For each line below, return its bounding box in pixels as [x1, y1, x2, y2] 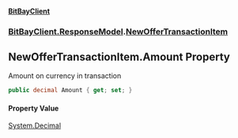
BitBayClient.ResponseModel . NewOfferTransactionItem [8, 26, 229, 37]
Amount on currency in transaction [8, 71, 122, 80]
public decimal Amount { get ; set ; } [8, 87, 133, 95]
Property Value [8, 103, 59, 113]
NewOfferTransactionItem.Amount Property [8, 50, 231, 63]
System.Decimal [8, 121, 62, 130]
